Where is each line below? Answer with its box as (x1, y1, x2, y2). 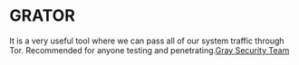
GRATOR (9, 5, 75, 26)
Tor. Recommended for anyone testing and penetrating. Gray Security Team (9, 44, 290, 55)
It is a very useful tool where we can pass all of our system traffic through (9, 35, 285, 46)
